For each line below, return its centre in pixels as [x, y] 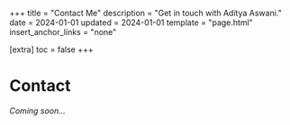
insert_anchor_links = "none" [63, 32]
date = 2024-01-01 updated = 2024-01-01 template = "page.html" [131, 22]
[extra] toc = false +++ [51, 49]
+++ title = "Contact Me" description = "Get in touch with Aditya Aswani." [145, 13]
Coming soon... [37, 111]
